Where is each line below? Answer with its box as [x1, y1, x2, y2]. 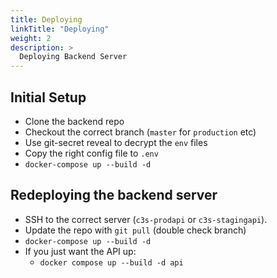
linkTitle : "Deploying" [10, 24, 110, 34]
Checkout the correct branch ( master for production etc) [24, 126, 257, 138]
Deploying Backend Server [19, 52, 128, 62]
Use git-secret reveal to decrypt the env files [24, 136, 208, 148]
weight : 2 [10, 33, 52, 43]
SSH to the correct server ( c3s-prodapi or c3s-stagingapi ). [24, 213, 268, 225]
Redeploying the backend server [10, 187, 218, 204]
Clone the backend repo [24, 115, 125, 127]
